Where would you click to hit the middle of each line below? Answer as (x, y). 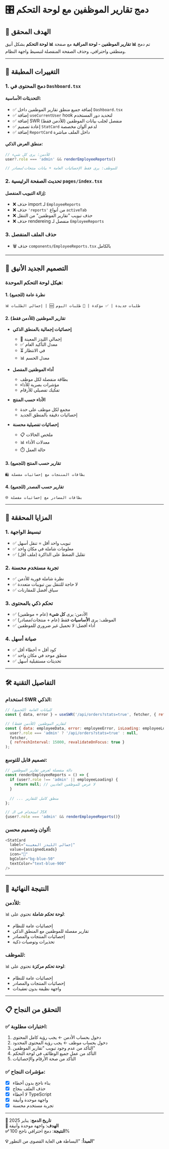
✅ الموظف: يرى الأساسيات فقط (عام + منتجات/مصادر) (64, 620)
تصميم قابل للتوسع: (26, 760)
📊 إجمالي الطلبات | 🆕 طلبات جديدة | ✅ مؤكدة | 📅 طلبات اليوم (73, 306)
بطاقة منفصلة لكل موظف (44, 379)
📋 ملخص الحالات (36, 435)
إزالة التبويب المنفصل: (26, 193)
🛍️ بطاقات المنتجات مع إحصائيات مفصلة (46, 474)
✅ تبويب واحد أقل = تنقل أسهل (41, 543)
